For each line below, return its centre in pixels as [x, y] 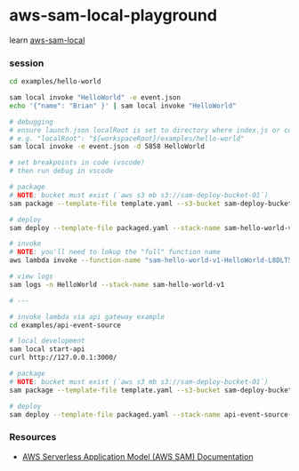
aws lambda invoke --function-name [75, 260]
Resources [33, 437]
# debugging [31, 122]
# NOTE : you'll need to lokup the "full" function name [115, 252]
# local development [48, 341]
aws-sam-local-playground [113, 16]
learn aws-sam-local [47, 40]
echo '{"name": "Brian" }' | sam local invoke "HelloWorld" [123, 106]
